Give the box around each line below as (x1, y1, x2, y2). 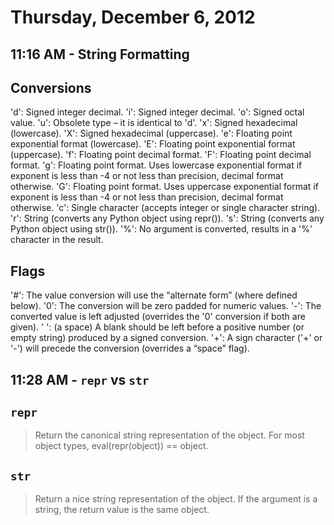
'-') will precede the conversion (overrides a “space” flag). (10, 342, 250, 355)
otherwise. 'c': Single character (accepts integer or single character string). (10, 202, 321, 214)
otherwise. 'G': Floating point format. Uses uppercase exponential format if (10, 181, 319, 193)
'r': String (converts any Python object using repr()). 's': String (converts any (10, 212, 325, 225)
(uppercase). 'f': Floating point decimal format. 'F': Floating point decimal (10, 149, 312, 161)
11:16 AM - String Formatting (10, 46, 190, 63)
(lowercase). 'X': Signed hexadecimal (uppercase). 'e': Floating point (10, 127, 293, 140)
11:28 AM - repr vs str (10, 371, 150, 388)
